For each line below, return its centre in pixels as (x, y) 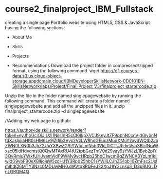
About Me (22, 37)
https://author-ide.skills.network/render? (46, 130)
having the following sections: (35, 27)
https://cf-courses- (120, 70)
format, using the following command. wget (56, 70)
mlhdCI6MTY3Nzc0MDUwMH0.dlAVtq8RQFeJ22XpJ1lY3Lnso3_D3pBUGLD (81, 166)
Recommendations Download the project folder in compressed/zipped (82, 65)
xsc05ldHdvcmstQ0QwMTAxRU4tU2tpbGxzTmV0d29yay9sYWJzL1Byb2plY (81, 151)
